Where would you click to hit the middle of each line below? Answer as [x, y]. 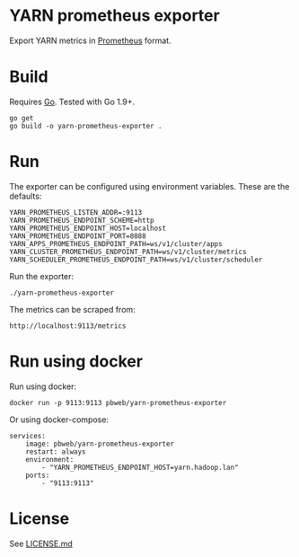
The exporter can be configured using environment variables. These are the [149, 186]
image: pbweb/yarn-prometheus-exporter [100, 444]
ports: [38, 475]
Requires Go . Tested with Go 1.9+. [72, 102]
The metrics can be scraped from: [73, 309]
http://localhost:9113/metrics [68, 326]
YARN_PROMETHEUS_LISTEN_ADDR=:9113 [76, 212]
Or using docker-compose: [59, 420]
